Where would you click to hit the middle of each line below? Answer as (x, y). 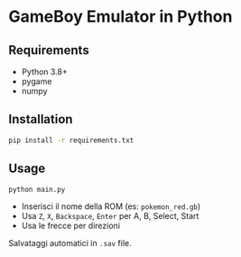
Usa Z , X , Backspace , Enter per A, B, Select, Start (110, 216)
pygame (37, 81)
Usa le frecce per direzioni (71, 226)
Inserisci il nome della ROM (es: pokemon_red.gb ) (111, 206)
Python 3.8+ (45, 71)
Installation (41, 119)
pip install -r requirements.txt (71, 140)
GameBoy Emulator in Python (120, 17)
